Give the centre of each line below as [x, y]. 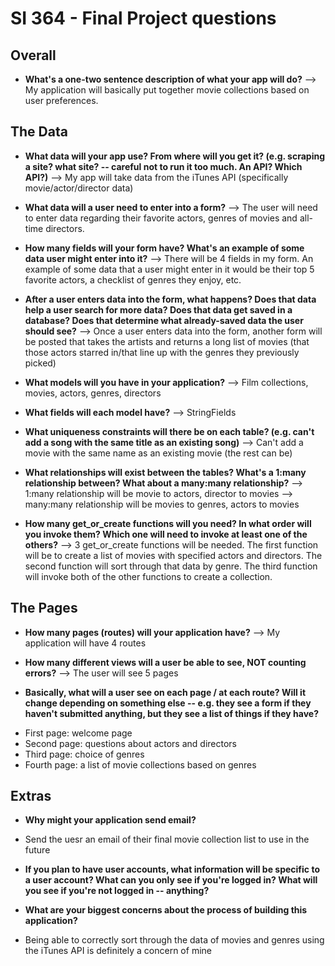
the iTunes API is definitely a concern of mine [118, 951]
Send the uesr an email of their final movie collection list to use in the [167, 839]
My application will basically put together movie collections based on [167, 90]
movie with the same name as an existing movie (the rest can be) [158, 453]
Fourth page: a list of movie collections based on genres [140, 764]
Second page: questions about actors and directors [130, 743]
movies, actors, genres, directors [93, 393]
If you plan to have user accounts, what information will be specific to [172, 869]
